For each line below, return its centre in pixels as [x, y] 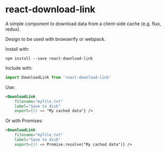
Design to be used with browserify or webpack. [56, 39]
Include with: [19, 68]
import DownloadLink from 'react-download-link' [58, 77]
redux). [13, 29]
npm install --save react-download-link [49, 58]
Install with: [17, 49]
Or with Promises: [24, 121]
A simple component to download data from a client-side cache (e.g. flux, [83, 24]
